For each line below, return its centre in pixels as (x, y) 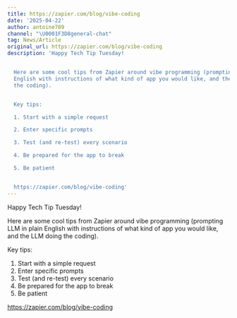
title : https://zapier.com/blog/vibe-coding (74, 14)
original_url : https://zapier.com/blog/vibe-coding (85, 47)
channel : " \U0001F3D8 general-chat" (60, 34)
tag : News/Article (34, 40)
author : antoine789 (36, 27)
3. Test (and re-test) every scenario (71, 143)
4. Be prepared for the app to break (69, 155)
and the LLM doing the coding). (53, 236)
